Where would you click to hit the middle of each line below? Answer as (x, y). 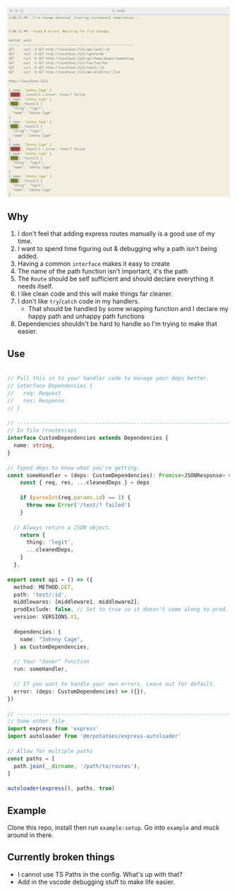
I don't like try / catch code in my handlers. (78, 301)
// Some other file (36, 721)
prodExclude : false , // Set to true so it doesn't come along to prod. (121, 609)
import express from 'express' (53, 729)
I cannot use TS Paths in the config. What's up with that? (100, 874)
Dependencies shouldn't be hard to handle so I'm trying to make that (117, 324)
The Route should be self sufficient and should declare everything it (115, 279)
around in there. (31, 835)
